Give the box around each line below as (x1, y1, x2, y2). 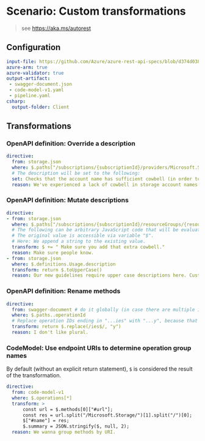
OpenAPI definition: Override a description (6, 139, 135, 147)
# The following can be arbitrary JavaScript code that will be (12, 227, 179, 233)
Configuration (6, 42, 61, 53)
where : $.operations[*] (12, 395, 72, 401)
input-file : (6, 58, 37, 65)
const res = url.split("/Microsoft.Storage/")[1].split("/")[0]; (22, 412, 192, 418)
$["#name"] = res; (22, 418, 70, 424)
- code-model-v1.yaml (9, 87, 64, 93)
